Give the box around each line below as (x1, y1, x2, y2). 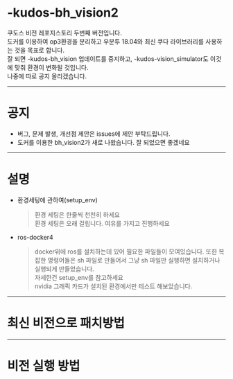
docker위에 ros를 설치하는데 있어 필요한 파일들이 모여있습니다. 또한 (34, 247, 217, 256)
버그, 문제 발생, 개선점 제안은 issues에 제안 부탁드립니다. (17, 130, 171, 138)
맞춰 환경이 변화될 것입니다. (14, 63, 89, 71)
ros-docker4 (17, 233, 53, 241)
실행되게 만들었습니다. (34, 265, 95, 273)
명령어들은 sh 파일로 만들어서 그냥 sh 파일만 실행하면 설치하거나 (47, 256, 221, 264)
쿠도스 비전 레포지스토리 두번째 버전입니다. (7, 28, 123, 37)
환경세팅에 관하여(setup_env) (17, 195, 98, 204)
